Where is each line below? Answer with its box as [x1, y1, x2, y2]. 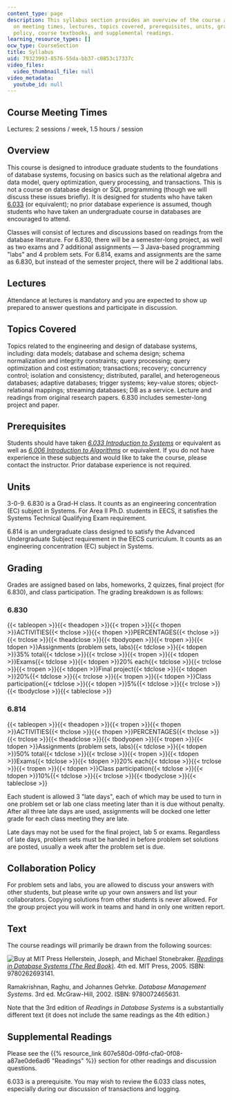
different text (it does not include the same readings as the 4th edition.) [7, 1011, 210, 1019]
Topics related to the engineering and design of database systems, [7, 342, 197, 350]
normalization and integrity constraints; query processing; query [7, 356, 191, 365]
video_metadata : [7, 74, 54, 82]
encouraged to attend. [7, 214, 71, 223]
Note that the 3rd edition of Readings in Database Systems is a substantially [7, 1004, 224, 1012]
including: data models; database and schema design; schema [7, 349, 185, 357]
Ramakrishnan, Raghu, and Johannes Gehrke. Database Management [7, 983, 206, 991]
